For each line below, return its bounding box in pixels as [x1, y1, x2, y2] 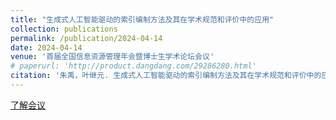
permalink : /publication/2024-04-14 [10, 33, 163, 43]
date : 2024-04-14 [10, 42, 83, 53]
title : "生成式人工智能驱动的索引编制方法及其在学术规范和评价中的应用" [10, 14, 275, 25]
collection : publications [10, 24, 118, 34]
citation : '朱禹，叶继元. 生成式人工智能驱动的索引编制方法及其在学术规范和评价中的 [10, 71, 322, 81]
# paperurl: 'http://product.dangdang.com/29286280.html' [10, 61, 257, 71]
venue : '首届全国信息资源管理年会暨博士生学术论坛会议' [10, 52, 215, 62]
